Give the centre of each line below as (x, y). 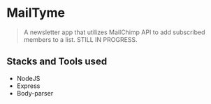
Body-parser (35, 93)
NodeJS (28, 78)
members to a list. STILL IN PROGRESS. (80, 39)
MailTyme (36, 13)
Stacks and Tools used (57, 62)
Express (28, 86)
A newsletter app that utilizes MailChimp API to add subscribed (114, 32)
